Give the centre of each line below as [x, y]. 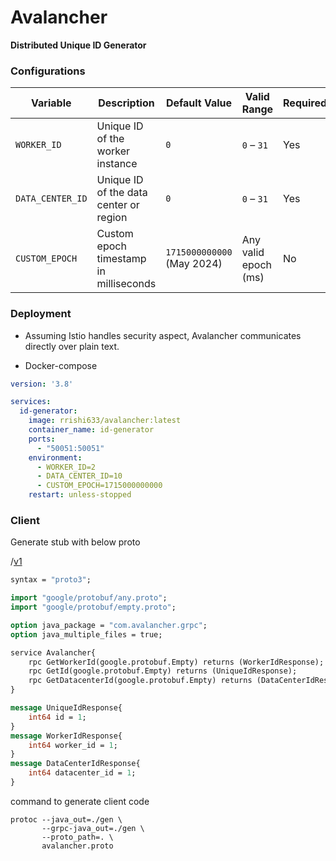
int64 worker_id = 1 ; [73, 745]
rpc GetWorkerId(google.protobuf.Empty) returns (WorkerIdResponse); [176, 662]
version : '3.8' [42, 384]
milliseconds [126, 284]
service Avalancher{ [53, 652]
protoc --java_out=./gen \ [66, 819]
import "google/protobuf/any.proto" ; [89, 598]
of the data [122, 193]
